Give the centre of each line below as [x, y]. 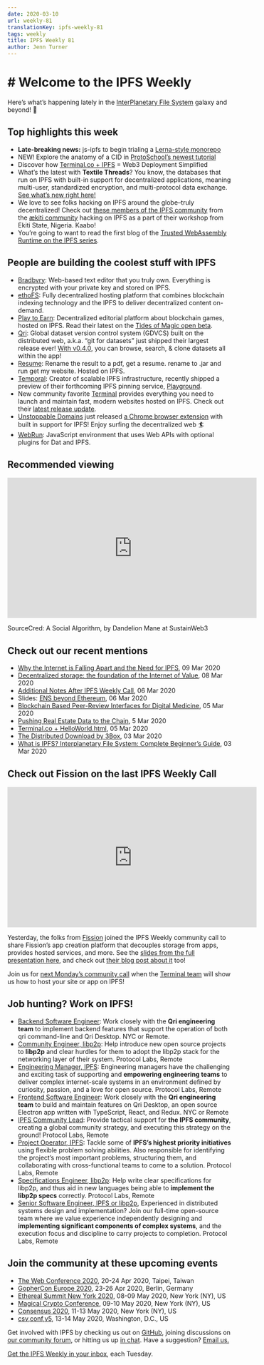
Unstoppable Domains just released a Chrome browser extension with [120, 416]
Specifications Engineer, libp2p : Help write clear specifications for [115, 1180]
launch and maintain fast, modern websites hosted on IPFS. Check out [121, 401]
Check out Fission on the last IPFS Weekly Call [112, 773]
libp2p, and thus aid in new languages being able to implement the [116, 1187]
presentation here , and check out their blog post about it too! [97, 960]
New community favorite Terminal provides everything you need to [116, 394]
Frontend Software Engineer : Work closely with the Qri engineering [117, 1097]
